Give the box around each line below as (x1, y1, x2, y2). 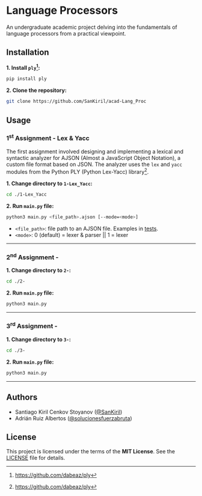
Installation (6, 47, 49, 58)
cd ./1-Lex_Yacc (6, 191, 47, 197)
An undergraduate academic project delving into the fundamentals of (6, 23, 177, 31)
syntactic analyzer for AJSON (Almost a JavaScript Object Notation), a (6, 155, 181, 162)
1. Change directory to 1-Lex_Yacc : (6, 180, 93, 187)
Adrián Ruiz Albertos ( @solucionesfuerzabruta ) (14, 414, 132, 421)
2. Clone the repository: (6, 87, 67, 94)
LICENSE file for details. (6, 455, 66, 462)
